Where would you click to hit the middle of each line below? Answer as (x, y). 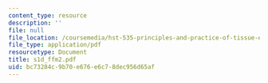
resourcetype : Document (48, 52)
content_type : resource (48, 15)
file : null (26, 30)
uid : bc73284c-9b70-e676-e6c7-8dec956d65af (82, 67)
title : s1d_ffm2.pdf (43, 60)
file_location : (33, 38)
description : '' (35, 23)
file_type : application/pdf (55, 45)
